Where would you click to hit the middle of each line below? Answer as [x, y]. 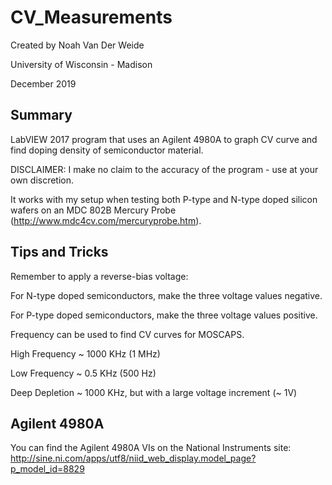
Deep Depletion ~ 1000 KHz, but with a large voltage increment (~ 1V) [154, 392]
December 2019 [43, 83]
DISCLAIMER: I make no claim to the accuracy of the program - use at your [164, 169]
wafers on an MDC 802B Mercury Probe [93, 210]
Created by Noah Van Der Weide [77, 45]
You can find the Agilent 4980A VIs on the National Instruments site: [151, 448]
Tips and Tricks [59, 252]
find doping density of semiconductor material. [107, 150]
